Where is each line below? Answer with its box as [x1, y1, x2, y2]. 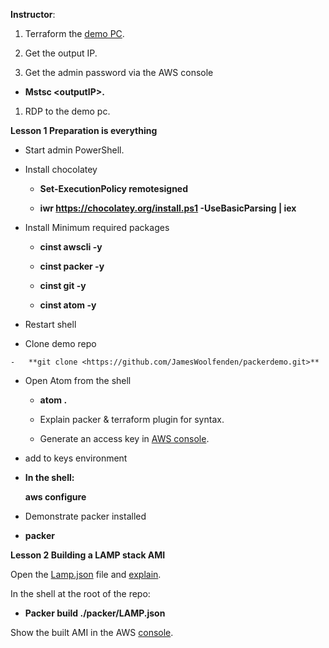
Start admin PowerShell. [24, 144, 125, 156]
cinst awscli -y [39, 241, 103, 253]
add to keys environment [24, 452, 128, 464]
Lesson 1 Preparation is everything [10, 125, 158, 136]
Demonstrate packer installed [24, 510, 147, 522]
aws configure [24, 491, 87, 503]
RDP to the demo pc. [24, 105, 111, 117]
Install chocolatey [24, 164, 98, 175]
